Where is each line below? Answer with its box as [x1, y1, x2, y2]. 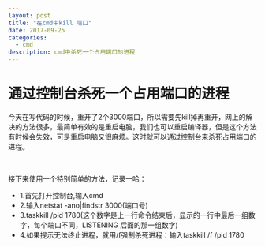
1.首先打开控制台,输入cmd [19, 190, 104, 200]
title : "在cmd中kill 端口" [8, 19, 92, 27]
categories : [8, 33, 47, 42]
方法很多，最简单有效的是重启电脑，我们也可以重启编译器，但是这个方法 [21, 122, 257, 131]
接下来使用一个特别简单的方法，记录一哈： [8, 174, 147, 183]
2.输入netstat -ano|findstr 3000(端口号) [19, 200, 148, 210]
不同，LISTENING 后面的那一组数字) [61, 220, 179, 230]
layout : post [8, 11, 51, 20]
